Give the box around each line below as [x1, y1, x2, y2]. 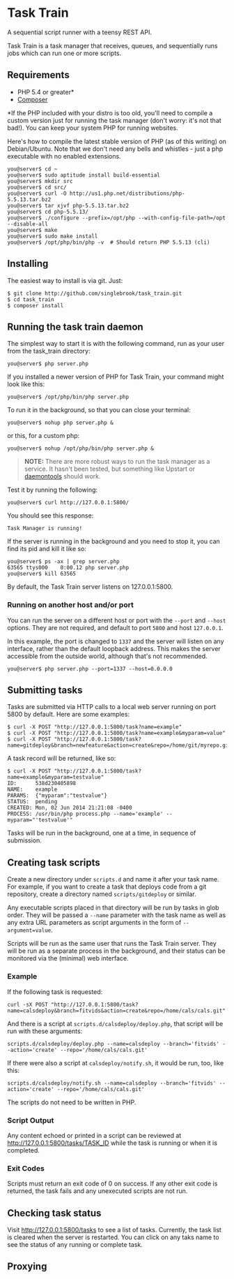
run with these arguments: [7, 1027, 83, 1035]
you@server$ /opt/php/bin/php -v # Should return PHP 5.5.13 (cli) [7, 239, 210, 246]
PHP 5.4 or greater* [17, 87, 75, 96]
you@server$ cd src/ [7, 184, 68, 191]
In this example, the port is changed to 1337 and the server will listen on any [7, 637, 224, 645]
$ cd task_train [7, 295, 54, 303]
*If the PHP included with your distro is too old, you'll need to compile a [7, 108, 213, 117]
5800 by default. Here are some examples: [7, 710, 130, 719]
